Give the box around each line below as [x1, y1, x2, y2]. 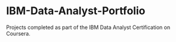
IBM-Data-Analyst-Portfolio [6, 4, 146, 18]
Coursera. [6, 30, 31, 37]
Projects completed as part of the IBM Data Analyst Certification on [6, 24, 171, 31]
